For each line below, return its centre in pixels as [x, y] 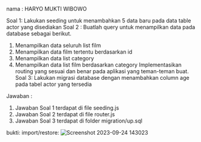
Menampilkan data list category [54, 58]
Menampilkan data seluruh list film [58, 45]
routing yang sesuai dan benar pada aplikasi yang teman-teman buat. [102, 71]
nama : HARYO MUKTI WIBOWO [46, 9]
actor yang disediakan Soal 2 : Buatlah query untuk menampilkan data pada [101, 27]
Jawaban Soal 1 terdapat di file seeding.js [67, 108]
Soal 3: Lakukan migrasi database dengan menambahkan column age [102, 78]
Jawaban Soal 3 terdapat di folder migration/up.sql [79, 121]
